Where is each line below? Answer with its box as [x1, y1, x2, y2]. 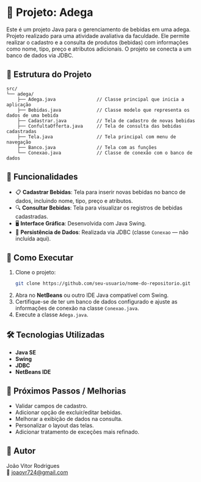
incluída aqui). [15, 235, 51, 242]
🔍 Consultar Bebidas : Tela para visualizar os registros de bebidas [15, 204, 183, 211]
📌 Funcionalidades [6, 172, 78, 182]
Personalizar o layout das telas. [15, 422, 94, 429]
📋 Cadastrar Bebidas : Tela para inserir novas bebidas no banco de [15, 188, 186, 195]
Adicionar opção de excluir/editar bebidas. [15, 409, 122, 416]
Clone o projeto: [15, 269, 56, 276]
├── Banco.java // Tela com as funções [17, 144, 157, 150]
